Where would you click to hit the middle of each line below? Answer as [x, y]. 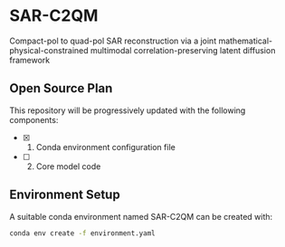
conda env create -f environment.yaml [82, 233]
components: [34, 119]
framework [30, 60]
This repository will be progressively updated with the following [128, 110]
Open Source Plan [61, 88]
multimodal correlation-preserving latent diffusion [183, 50]
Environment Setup [65, 195]
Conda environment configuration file [106, 147]
